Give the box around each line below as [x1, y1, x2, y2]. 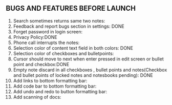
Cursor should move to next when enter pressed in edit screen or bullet [13, 56, 164, 62]
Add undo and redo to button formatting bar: [13, 88, 107, 94]
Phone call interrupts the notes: [13, 39, 80, 46]
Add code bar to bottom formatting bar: [13, 83, 97, 89]
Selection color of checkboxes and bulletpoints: [13, 50, 114, 56]
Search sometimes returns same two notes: [13, 17, 105, 24]
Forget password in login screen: [13, 28, 83, 35]
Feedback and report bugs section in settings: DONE [13, 23, 124, 29]
